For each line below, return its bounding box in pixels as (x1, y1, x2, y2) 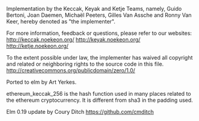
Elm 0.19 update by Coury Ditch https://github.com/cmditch (6, 108, 154, 115)
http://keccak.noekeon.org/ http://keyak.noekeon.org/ (6, 36, 141, 43)
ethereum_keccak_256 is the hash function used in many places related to (6, 90, 192, 97)
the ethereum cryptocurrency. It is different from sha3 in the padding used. (6, 96, 194, 104)
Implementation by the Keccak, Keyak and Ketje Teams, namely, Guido (6, 5, 182, 12)
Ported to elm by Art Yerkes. (6, 78, 77, 85)
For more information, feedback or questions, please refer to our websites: (6, 29, 192, 37)
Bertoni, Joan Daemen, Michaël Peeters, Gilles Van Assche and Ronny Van (6, 11, 192, 19)
